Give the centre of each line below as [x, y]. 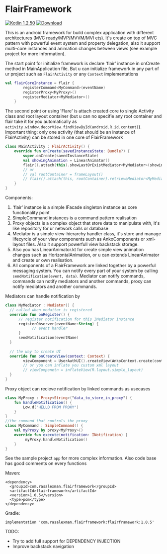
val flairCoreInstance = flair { [40, 83]
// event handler [50, 328]
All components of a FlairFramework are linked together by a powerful [84, 266]
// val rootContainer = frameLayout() [63, 174]
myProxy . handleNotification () [56, 439]
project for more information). [36, 54]
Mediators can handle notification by [43, 296]
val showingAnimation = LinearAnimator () [67, 160]
